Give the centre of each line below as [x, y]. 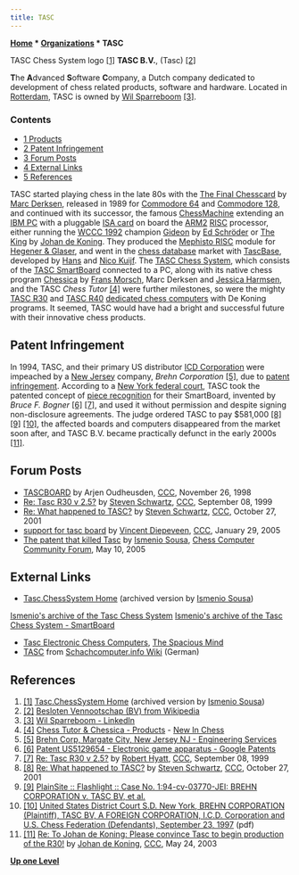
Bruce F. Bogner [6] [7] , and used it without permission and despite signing [148, 404]
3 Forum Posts [50, 158]
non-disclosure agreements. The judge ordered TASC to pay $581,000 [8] [146, 414]
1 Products [42, 138]
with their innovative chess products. [78, 317]
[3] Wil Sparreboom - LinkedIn [79, 721]
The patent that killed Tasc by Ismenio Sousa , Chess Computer [139, 540]
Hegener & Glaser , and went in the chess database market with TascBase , [146, 251]
